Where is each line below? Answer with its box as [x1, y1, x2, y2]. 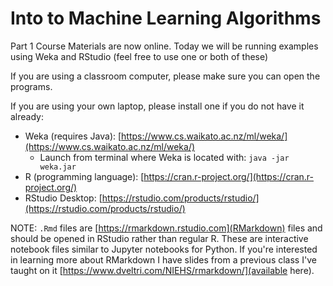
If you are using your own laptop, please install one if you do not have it [10, 100, 305, 112]
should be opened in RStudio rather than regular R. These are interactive [10, 232, 309, 244]
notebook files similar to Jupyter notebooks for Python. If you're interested [10, 243, 318, 255]
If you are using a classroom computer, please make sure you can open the [10, 70, 321, 82]
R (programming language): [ [24, 170, 145, 182]
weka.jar [39, 162, 77, 172]
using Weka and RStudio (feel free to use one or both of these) [10, 50, 269, 62]
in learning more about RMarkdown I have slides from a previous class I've [10, 253, 317, 266]
